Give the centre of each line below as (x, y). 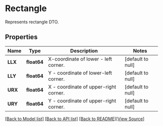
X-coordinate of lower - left (80, 59)
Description (84, 50)
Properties (21, 37)
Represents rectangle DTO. (32, 22)
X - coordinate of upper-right (82, 87)
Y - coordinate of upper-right (82, 101)
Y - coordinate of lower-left (80, 73)
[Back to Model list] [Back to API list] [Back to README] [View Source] (75, 119)
